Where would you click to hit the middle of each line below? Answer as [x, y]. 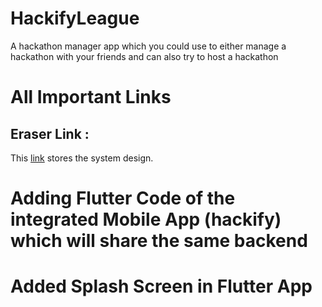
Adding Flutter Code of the [123, 198]
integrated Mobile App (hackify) [146, 219]
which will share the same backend [159, 241]
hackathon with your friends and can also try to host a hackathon [144, 56]
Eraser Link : [50, 133]
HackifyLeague [75, 18]
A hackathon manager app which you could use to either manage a [148, 46]
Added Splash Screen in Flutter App [161, 286]
